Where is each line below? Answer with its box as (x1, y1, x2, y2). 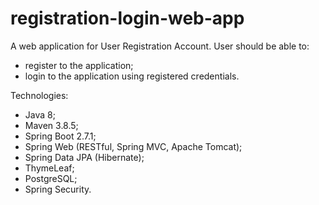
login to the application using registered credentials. (24, 70, 240, 82)
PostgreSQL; (24, 172, 78, 184)
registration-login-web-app (10, 7, 245, 30)
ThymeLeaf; (24, 162, 75, 174)
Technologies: (10, 89, 69, 101)
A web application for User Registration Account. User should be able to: (10, 40, 310, 52)
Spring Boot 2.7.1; (24, 130, 97, 142)
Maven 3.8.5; (24, 119, 79, 131)
